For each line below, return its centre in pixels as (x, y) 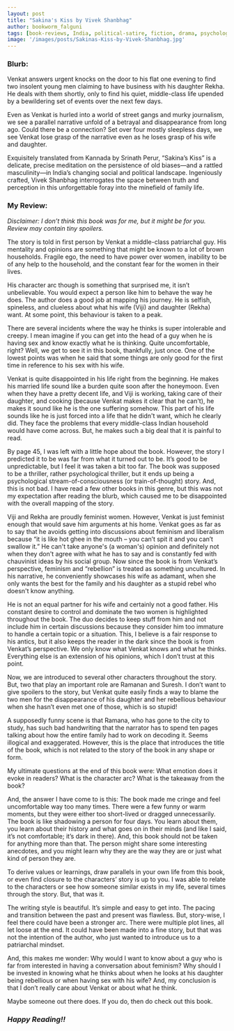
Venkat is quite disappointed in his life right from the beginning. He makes (113, 379)
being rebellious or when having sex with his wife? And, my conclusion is (112, 980)
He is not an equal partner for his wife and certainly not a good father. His (113, 604)
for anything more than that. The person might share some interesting (107, 843)
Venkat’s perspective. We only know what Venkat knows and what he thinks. (117, 648)
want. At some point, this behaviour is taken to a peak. (85, 314)
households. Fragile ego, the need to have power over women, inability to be (117, 257)
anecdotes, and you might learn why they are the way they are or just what (115, 850)
